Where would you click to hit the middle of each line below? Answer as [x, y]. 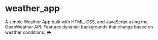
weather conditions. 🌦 [28, 32]
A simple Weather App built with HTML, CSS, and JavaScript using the [76, 22]
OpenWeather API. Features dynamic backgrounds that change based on [79, 27]
